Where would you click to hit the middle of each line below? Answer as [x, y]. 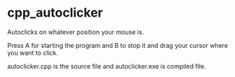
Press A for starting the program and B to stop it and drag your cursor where [118, 45]
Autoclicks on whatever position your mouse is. [76, 32]
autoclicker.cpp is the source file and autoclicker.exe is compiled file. [107, 66]
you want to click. [33, 53]
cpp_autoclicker [55, 13]
